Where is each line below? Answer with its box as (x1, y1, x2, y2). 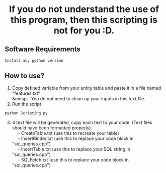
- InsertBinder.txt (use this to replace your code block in (18, 135, 134, 141)
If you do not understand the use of (9, 4, 159, 15)
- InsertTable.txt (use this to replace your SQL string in (18, 146, 130, 152)
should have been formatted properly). (12, 124, 93, 131)
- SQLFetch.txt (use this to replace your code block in (18, 156, 129, 162)
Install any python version (5, 58, 64, 63)
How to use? (5, 72, 45, 80)
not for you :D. (53, 25, 115, 36)
